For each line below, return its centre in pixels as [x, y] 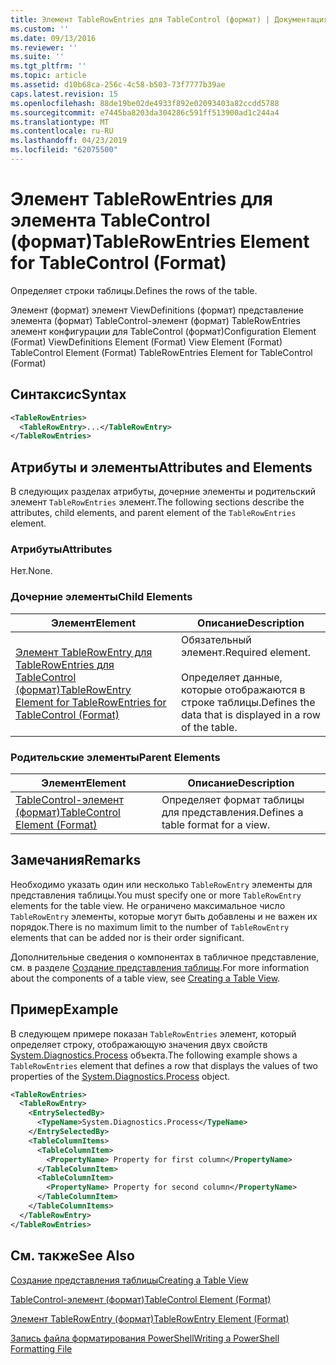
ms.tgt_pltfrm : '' [48, 66]
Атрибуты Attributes [61, 549]
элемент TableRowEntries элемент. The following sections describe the [157, 502]
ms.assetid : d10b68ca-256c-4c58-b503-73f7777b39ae [118, 85]
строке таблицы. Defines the [248, 702]
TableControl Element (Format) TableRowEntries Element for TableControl [161, 352]
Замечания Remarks [76, 860]
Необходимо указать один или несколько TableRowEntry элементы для [161, 884]
